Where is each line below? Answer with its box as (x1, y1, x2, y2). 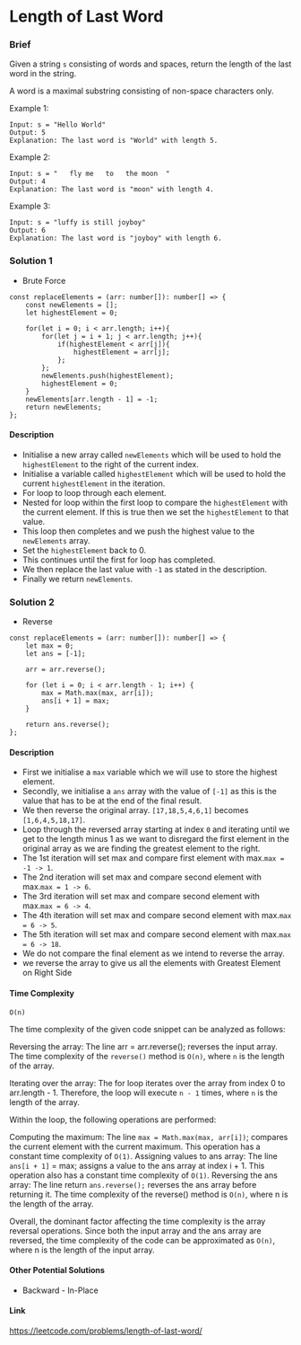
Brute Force (21, 275, 66, 286)
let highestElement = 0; (25, 308, 118, 317)
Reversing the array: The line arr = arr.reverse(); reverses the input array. (9, 1040, 278, 1052)
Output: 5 (9, 128, 47, 137)
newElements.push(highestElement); (41, 371, 175, 380)
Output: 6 (9, 226, 47, 235)
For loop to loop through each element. (21, 487, 168, 498)
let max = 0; (25, 642, 74, 650)
